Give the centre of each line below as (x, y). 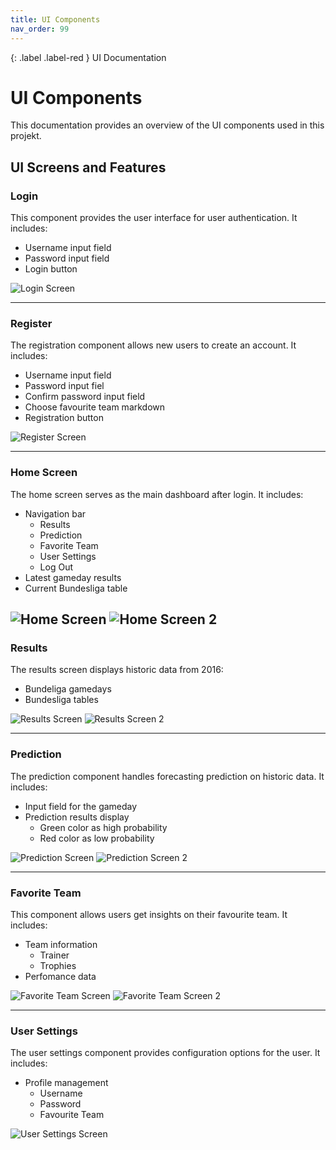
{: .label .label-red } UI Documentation (88, 57)
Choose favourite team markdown (95, 407)
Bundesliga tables (61, 700)
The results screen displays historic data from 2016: (117, 670)
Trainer (54, 955)
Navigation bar (55, 513)
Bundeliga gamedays (68, 689)
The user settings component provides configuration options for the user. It (165, 1053)
